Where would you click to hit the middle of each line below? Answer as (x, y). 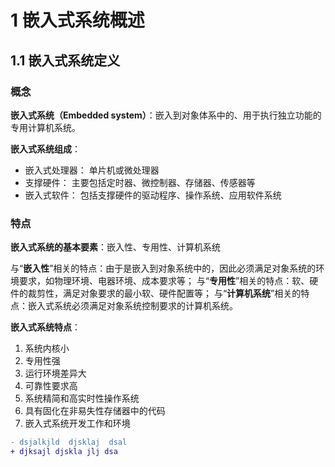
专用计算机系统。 (45, 127)
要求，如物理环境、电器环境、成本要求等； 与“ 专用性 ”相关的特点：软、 (164, 281)
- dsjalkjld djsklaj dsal (69, 442)
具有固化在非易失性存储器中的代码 (95, 411)
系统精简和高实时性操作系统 (82, 398)
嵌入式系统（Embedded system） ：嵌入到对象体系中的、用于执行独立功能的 (166, 115)
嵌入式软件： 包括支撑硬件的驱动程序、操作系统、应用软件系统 (153, 195)
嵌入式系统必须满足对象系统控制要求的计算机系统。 (132, 306)
